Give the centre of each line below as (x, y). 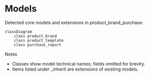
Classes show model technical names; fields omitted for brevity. (79, 63)
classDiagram (18, 31)
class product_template (39, 40)
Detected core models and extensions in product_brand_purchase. (74, 22)
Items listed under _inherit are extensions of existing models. (75, 69)
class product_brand (35, 36)
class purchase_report (38, 45)
